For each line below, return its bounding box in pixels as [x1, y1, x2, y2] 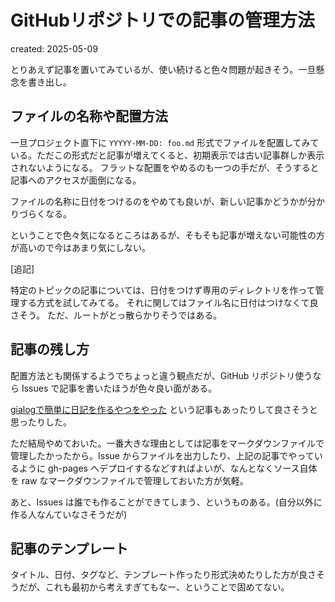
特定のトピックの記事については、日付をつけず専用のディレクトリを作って [10, 284, 316, 296]
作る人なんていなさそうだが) [10, 508, 128, 520]
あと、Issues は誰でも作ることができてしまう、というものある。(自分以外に [10, 496, 323, 508]
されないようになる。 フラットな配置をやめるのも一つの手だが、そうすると [10, 161, 320, 173]
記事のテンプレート [10, 540, 129, 557]
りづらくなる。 [10, 207, 72, 220]
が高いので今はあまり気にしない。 [10, 241, 151, 253]
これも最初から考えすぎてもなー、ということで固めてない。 [44, 581, 290, 593]
